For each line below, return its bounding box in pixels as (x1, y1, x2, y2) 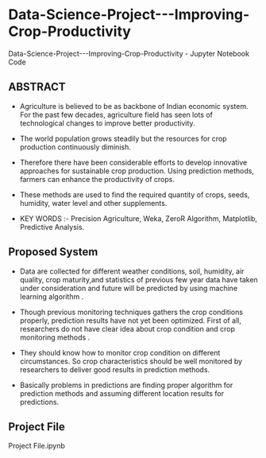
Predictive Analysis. (19, 222, 85, 231)
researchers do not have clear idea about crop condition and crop (19, 324, 236, 333)
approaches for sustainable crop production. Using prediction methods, (19, 165, 254, 176)
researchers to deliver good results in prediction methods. (19, 364, 210, 375)
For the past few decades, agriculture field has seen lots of (19, 110, 213, 119)
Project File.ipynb (8, 441, 66, 451)
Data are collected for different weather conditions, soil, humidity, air (19, 266, 245, 276)
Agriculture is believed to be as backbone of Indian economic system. (19, 101, 249, 111)
